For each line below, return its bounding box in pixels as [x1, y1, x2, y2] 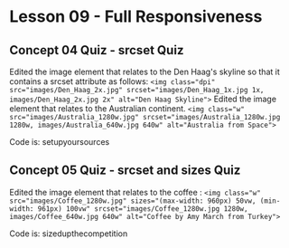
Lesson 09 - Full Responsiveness [9, 6, 263, 27]
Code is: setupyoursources [9, 137, 110, 147]
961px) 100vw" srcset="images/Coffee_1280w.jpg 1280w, [37, 204, 248, 214]
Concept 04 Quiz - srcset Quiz [9, 43, 184, 58]
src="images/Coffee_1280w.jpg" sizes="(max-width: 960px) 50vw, [9, 196, 256, 205]
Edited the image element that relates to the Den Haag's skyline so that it [9, 66, 280, 77]
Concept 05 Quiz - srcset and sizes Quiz [9, 163, 241, 178]
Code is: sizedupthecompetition [9, 228, 128, 239]
